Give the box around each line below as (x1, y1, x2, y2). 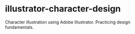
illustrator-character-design (5, 3, 121, 14)
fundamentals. (5, 24, 34, 30)
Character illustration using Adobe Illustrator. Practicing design (5, 19, 131, 25)
